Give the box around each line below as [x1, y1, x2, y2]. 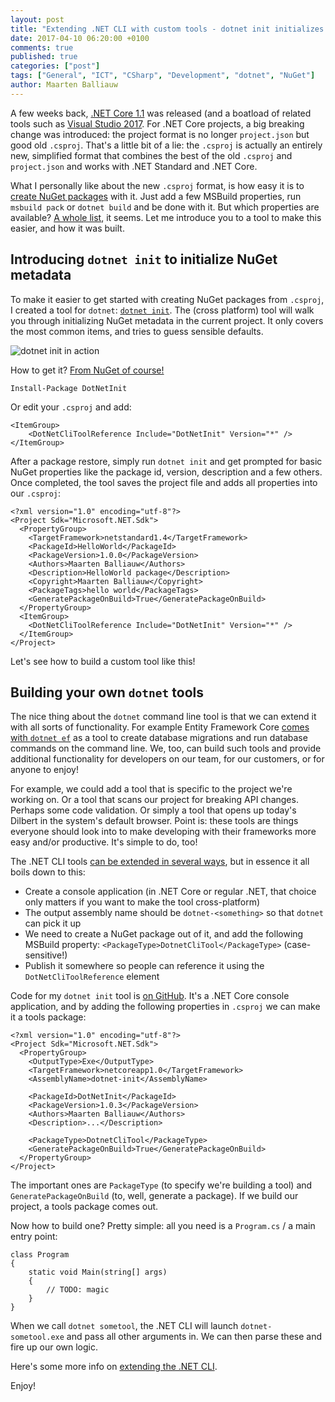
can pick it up [24, 917, 82, 930]
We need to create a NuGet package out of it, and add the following [24, 928, 304, 940]
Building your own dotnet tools [10, 684, 204, 701]
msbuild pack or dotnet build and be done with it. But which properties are [10, 201, 320, 213]
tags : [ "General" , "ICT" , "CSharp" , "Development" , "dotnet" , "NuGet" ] [10, 71, 316, 81]
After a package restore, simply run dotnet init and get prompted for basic [10, 455, 323, 467]
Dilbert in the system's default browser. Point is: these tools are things [10, 815, 299, 827]
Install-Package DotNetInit [10, 383, 128, 393]
